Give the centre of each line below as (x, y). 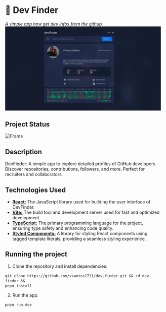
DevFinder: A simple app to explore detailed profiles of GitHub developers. (81, 164)
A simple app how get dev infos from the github (54, 24)
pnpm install (19, 286)
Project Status (28, 124)
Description (23, 152)
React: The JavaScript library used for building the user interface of (81, 202)
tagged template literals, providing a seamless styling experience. (79, 239)
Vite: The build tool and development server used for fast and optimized (86, 212)
